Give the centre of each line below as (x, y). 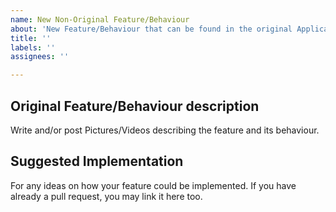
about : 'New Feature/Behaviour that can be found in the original (151, 29)
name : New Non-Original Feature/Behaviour (100, 19)
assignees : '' (40, 57)
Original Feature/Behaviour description (135, 106)
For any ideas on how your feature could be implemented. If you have (153, 185)
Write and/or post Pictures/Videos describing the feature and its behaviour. (165, 130)
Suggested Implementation (97, 161)
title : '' (31, 38)
